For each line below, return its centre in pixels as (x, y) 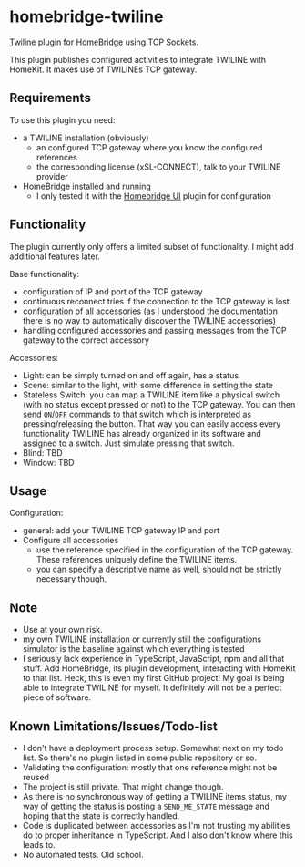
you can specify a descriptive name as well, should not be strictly (159, 569)
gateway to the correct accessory (86, 340)
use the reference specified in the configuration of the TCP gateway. (165, 550)
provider (52, 176)
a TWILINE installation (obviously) (86, 138)
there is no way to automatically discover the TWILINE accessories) (149, 320)
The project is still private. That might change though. (123, 787)
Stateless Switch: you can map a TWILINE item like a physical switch (151, 395)
